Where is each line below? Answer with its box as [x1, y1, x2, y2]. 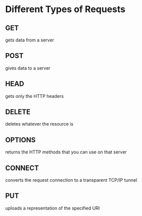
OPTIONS [5, 135, 36, 144]
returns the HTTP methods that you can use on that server [5, 149, 127, 155]
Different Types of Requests [5, 4, 126, 15]
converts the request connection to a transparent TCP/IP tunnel [5, 177, 137, 183]
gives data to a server [5, 65, 51, 71]
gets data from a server [5, 37, 55, 43]
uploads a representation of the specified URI [5, 205, 100, 211]
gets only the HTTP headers [5, 93, 64, 99]
